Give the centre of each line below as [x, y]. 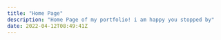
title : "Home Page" [35, 13]
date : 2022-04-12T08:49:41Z [48, 26]
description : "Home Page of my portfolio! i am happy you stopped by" [111, 20]
